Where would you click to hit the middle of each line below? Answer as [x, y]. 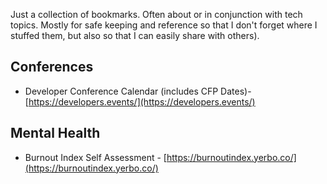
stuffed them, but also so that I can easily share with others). [135, 35]
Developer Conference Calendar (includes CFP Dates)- [138, 91]
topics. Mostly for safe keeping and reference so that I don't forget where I [164, 25]
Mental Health [55, 133]
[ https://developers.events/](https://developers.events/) [140, 101]
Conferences [52, 67]
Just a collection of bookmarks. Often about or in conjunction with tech [156, 14]
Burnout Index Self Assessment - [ [95, 157]
